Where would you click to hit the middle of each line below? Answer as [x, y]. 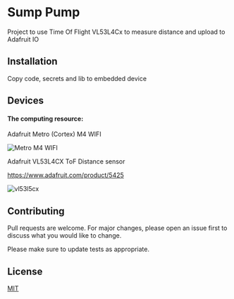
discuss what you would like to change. [64, 236]
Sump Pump [44, 12]
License [25, 271]
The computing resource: [45, 118]
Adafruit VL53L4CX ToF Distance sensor [66, 161]
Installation [32, 62]
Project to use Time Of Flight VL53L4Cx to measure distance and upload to [116, 32]
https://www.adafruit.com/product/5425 [66, 175]
